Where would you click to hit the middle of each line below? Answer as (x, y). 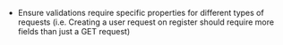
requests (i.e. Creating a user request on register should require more (146, 22)
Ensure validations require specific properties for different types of (141, 13)
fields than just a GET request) (74, 31)
